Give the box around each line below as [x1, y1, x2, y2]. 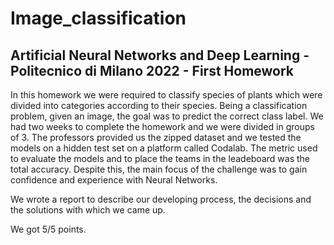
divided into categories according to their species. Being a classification [10, 100, 308, 111]
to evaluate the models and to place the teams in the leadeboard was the [10, 153, 310, 164]
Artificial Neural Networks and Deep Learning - [10, 47, 310, 64]
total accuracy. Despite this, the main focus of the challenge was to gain [10, 163, 308, 175]
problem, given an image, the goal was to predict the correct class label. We [10, 110, 324, 122]
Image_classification [10, 7, 187, 30]
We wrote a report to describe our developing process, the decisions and [10, 193, 312, 205]
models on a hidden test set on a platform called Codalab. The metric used [10, 142, 318, 154]
